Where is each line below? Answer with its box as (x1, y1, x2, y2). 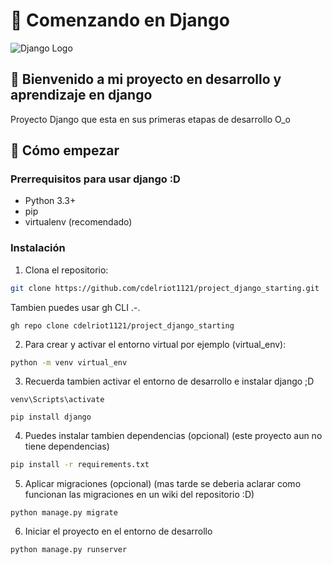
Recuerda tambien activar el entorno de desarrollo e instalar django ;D (24, 375, 315, 388)
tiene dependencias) (24, 440, 110, 453)
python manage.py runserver (10, 545, 128, 555)
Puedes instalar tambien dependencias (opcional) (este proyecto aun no (24, 430, 323, 442)
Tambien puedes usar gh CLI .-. (10, 301, 141, 313)
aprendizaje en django (10, 87, 153, 104)
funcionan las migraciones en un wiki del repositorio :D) (24, 489, 255, 501)
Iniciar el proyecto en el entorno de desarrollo (24, 525, 213, 538)
